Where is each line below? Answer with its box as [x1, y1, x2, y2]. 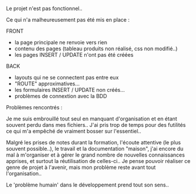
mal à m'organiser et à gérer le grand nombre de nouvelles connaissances [6, 151, 185, 158]
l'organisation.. [6, 170, 42, 177]
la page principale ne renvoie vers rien [14, 39, 108, 46]
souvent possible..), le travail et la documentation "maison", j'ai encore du [6, 145, 184, 152]
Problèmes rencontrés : [6, 104, 63, 110]
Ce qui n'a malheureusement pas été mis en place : [6, 16, 130, 23]
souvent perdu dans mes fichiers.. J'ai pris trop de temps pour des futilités [6, 122, 186, 128]
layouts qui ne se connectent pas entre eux [14, 74, 119, 81]
